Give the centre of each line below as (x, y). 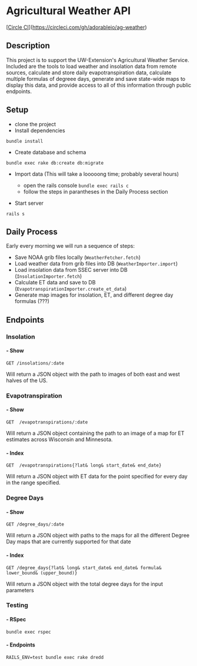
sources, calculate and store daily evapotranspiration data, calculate (89, 73)
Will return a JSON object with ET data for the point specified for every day (97, 477)
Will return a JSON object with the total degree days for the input (85, 584)
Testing (17, 605)
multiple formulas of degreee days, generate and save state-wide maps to (96, 78)
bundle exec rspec (29, 632)
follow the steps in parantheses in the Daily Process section (96, 191)
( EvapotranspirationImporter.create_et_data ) (71, 289)
